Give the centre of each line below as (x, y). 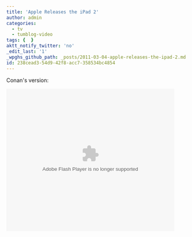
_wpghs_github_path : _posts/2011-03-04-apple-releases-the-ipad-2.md (96, 57)
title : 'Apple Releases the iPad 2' (53, 12)
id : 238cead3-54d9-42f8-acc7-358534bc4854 (61, 63)
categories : (21, 23)
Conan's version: (28, 80)
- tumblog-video (32, 35)
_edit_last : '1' (27, 52)
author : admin (24, 18)
